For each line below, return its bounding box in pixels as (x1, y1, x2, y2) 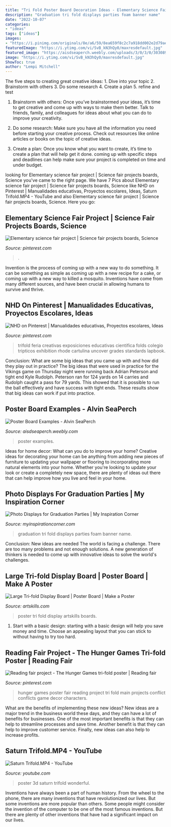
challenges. (5, 557, 30, 563)
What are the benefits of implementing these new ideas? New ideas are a (5, 705, 159, 711)
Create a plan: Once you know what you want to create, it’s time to (12, 146, 152, 152)
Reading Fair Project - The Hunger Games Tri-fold (5, 648, 166, 657)
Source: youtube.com (5, 770, 51, 776)
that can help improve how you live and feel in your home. (5, 475, 127, 481)
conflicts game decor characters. (17, 695, 88, 701)
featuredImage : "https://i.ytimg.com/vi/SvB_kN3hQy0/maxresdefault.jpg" (5, 45, 163, 50)
